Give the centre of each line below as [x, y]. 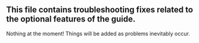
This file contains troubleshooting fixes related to [100, 10]
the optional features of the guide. [71, 19]
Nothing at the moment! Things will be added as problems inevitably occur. [98, 33]
